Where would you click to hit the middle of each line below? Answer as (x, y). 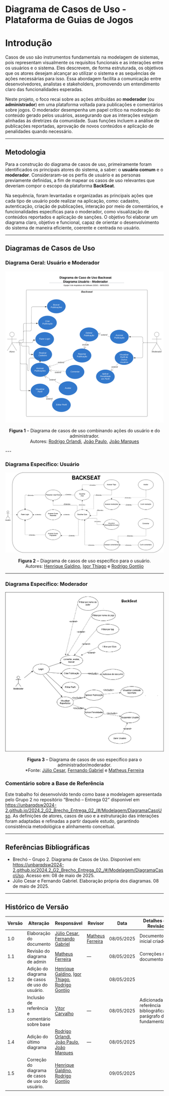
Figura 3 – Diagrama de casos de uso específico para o (84, 760)
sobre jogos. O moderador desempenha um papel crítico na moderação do (83, 110)
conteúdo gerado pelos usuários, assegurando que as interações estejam (81, 115)
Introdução (29, 43)
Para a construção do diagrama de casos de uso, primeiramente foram (78, 164)
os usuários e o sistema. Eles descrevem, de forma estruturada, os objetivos (84, 68)
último (33, 1042)
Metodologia (26, 152)
